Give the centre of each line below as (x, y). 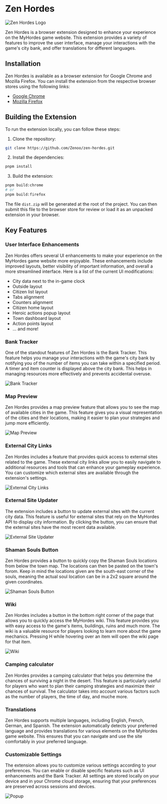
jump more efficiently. (27, 423)
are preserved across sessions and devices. (50, 787)
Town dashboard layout (37, 318)
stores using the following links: (38, 86)
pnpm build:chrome (24, 185)
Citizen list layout (30, 291)
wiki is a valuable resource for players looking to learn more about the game (83, 631)
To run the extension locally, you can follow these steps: (63, 129)
